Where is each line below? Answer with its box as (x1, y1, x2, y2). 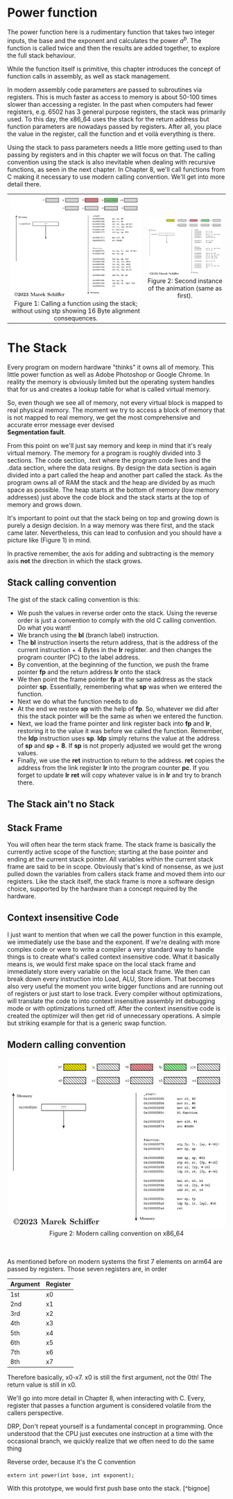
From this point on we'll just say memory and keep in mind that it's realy (7, 441, 212, 449)
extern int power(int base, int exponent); (7, 1472, 135, 1479)
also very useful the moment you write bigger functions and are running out (7, 982, 223, 990)
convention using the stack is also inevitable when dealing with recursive (7, 157, 216, 166)
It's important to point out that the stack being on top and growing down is (7, 513, 220, 522)
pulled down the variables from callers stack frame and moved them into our (7, 869, 225, 878)
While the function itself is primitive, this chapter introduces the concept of (7, 65, 221, 73)
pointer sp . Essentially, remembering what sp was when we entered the (17, 682, 223, 691)
